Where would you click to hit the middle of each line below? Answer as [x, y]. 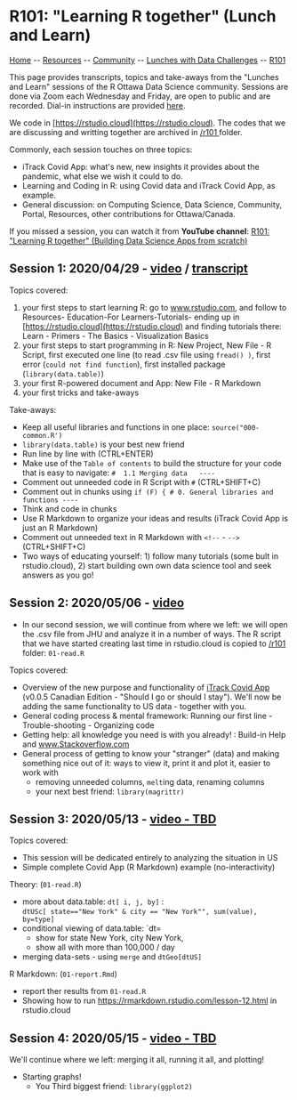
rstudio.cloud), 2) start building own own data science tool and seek [147, 565]
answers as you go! [58, 575]
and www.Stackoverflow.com [76, 744]
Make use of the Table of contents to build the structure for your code [152, 463]
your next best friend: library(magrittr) [110, 791]
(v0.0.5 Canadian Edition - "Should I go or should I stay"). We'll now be [152, 697]
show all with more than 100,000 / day [105, 947]
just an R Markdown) [60, 528]
